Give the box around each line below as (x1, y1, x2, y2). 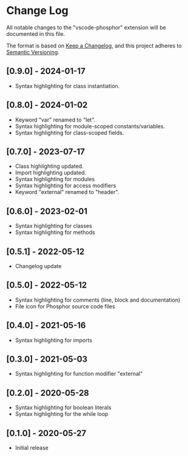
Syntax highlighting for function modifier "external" (15, 370, 143, 378)
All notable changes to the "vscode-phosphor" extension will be (6, 24, 167, 31)
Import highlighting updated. (15, 169, 87, 176)
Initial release (15, 444, 49, 452)
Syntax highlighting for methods (15, 229, 95, 236)
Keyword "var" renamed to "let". (15, 116, 96, 123)
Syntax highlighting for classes (15, 223, 92, 230)
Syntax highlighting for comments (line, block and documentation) (15, 296, 181, 303)
